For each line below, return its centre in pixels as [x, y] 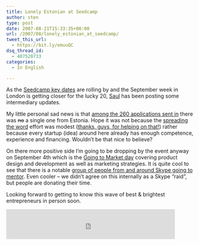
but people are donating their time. [49, 183]
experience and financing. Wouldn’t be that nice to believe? [79, 140]
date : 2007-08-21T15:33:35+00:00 [48, 28]
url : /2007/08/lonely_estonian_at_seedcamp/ [63, 34]
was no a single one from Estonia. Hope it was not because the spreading [97, 120]
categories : [21, 62]
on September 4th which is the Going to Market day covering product [92, 158]
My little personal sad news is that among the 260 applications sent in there [100, 114]
